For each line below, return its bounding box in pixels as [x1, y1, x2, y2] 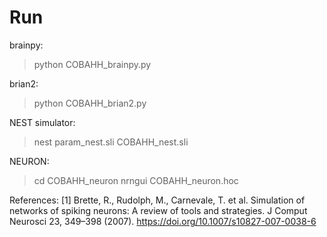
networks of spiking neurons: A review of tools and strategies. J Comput [9, 204, 308, 216]
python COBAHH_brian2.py [33, 97, 147, 109]
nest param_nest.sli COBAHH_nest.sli [33, 136, 189, 148]
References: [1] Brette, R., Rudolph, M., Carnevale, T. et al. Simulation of [9, 194, 306, 206]
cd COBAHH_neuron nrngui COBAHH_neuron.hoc [33, 174, 239, 186]
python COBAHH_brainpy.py [33, 58, 152, 70]
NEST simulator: [9, 116, 76, 128]
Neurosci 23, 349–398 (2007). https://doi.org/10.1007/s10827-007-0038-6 [9, 215, 317, 227]
